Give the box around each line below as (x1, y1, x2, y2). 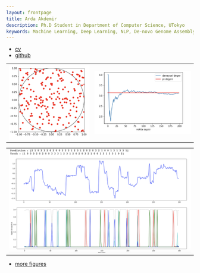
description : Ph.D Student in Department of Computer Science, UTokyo (6, 22, 185, 28)
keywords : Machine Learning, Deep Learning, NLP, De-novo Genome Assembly (6, 29, 196, 34)
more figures (14, 261, 46, 268)
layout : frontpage (6, 10, 52, 15)
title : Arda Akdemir (6, 15, 58, 22)
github (14, 52, 31, 59)
